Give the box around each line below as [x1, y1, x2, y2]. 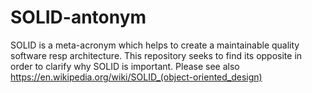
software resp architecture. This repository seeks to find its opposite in [10, 49, 303, 61]
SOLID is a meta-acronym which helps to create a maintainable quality [10, 39, 300, 51]
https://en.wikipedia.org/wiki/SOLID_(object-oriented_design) [10, 71, 263, 83]
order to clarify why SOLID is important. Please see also [10, 60, 240, 72]
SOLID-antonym [10, 6, 147, 29]
